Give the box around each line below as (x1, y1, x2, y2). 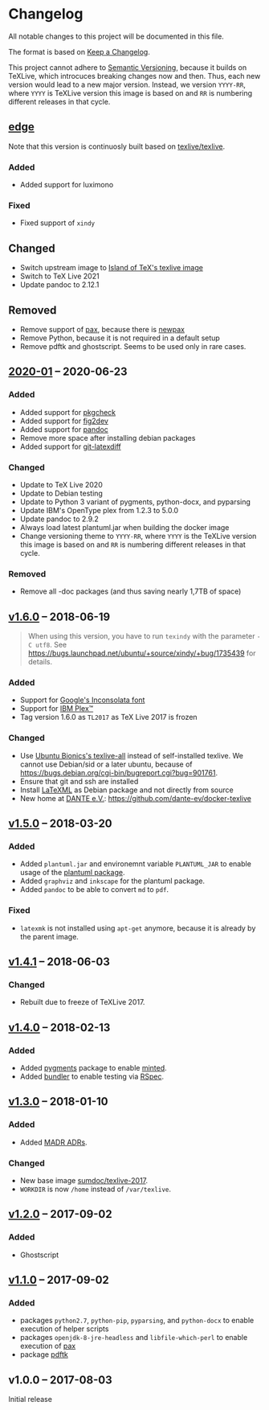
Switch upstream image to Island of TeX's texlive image (19, 263, 203, 273)
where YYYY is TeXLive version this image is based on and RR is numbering (8, 88, 253, 97)
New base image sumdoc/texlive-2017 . (19, 1176, 149, 1185)
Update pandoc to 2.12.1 (19, 280, 100, 290)
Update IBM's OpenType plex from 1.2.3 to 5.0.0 (19, 505, 179, 515)
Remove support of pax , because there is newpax (19, 324, 185, 334)
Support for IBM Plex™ (19, 704, 94, 713)
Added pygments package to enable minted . (19, 1063, 167, 1073)
